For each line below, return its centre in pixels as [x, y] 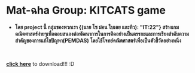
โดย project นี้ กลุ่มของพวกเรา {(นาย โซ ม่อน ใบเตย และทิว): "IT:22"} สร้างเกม [97, 27]
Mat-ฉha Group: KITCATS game [86, 10]
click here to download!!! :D [40, 64]
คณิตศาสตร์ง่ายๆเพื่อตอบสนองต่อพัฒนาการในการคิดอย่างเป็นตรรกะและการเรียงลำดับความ [102, 34]
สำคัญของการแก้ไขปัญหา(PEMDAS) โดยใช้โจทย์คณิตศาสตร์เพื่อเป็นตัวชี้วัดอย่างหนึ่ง [98, 40]
